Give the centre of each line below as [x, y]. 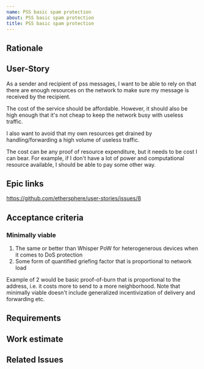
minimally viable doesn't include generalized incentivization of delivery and [101, 293]
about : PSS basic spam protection [50, 18]
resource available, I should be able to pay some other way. [81, 164]
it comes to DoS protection [49, 255]
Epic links [25, 184]
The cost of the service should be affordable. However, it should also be [97, 108]
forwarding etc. [26, 299]
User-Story [28, 69]
